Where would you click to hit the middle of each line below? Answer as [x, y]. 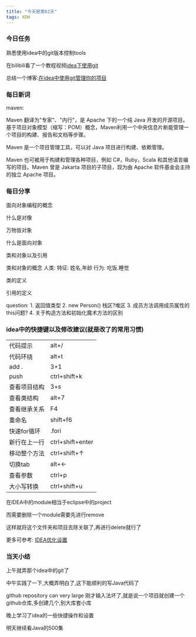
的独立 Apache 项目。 [32, 175]
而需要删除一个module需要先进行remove [55, 514]
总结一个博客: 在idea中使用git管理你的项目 [57, 78]
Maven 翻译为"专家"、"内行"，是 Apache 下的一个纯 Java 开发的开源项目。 [97, 120]
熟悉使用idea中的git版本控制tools [46, 52]
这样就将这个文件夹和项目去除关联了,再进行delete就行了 [74, 527]
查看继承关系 [27, 409]
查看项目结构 [27, 387]
